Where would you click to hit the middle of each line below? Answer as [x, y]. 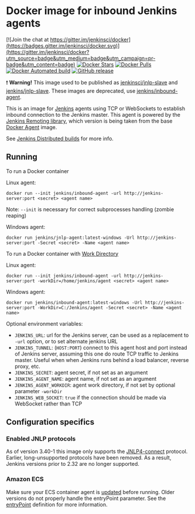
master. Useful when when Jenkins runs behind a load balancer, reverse [102, 360]
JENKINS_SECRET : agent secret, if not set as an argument [81, 372]
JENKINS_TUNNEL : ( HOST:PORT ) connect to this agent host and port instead [101, 347]
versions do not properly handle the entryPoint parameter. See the [86, 498]
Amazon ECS [25, 479]
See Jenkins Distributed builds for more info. [60, 138]
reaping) [16, 215]
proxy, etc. [27, 366]
